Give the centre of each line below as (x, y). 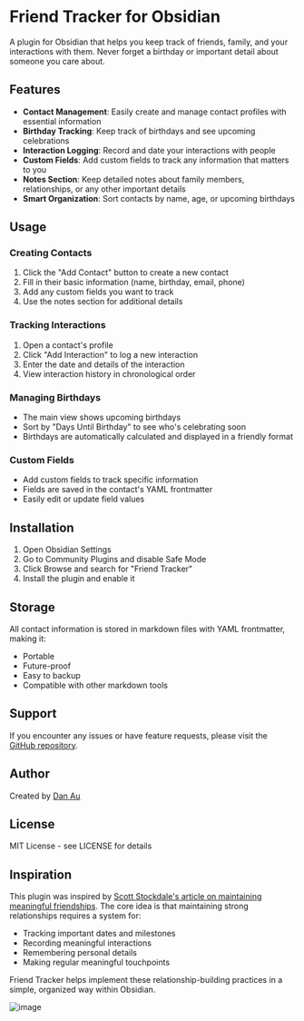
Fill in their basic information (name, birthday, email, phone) (133, 283)
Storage (33, 607)
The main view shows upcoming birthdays (102, 417)
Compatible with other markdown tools (95, 685)
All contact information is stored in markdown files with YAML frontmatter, (147, 629)
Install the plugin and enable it (78, 579)
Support (33, 714)
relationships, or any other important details (104, 189)
